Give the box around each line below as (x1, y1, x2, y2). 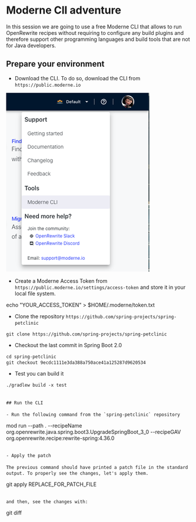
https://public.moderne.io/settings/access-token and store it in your (14, 283, 186, 291)
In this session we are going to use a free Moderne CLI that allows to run (6, 23, 182, 30)
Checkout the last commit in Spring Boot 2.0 (14, 341, 122, 348)
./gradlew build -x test (6, 382, 67, 388)
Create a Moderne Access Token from (14, 277, 108, 284)
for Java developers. (6, 42, 57, 49)
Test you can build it (14, 370, 64, 377)
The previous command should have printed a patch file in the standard (6, 464, 188, 470)
